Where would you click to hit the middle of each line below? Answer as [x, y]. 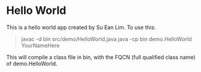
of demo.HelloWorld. [32, 64]
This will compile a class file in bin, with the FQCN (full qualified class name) [101, 57]
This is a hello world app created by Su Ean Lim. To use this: [81, 27]
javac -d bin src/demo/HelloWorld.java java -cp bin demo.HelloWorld [106, 39]
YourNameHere [40, 45]
